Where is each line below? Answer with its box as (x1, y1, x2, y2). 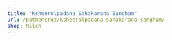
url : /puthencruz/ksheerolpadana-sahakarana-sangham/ (7, 16, 166, 23)
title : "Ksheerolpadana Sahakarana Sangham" (7, 9, 137, 17)
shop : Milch (7, 22, 41, 29)
